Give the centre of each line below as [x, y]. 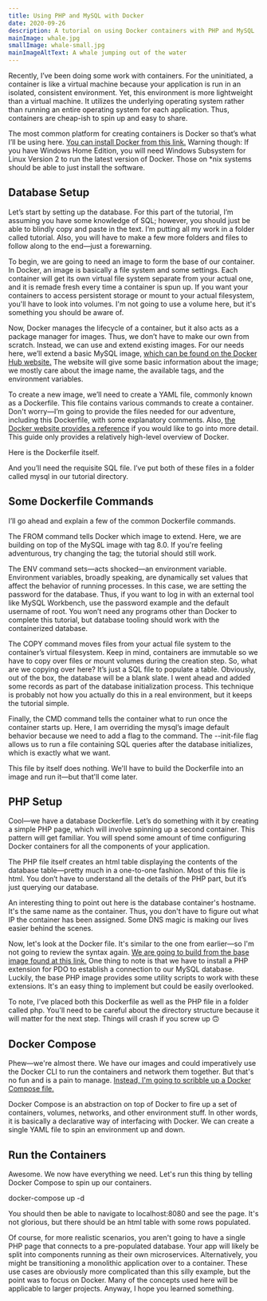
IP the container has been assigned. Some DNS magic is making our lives [128, 920]
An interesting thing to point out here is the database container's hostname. [132, 903]
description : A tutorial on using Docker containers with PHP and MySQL [132, 30]
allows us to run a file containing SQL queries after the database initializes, [131, 744]
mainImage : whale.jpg [44, 38]
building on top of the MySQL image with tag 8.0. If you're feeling [116, 545]
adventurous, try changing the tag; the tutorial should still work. [112, 553]
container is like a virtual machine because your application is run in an [125, 84]
